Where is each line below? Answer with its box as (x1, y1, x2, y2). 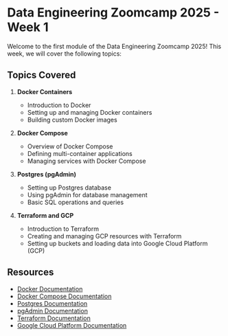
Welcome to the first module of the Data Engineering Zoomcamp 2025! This (7, 42, 222, 50)
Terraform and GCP (16, 211, 74, 219)
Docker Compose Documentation (16, 292, 112, 300)
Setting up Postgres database (27, 183, 112, 192)
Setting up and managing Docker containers (27, 108, 152, 116)
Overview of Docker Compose (27, 142, 113, 150)
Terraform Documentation (16, 314, 91, 322)
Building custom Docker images (27, 115, 118, 124)
